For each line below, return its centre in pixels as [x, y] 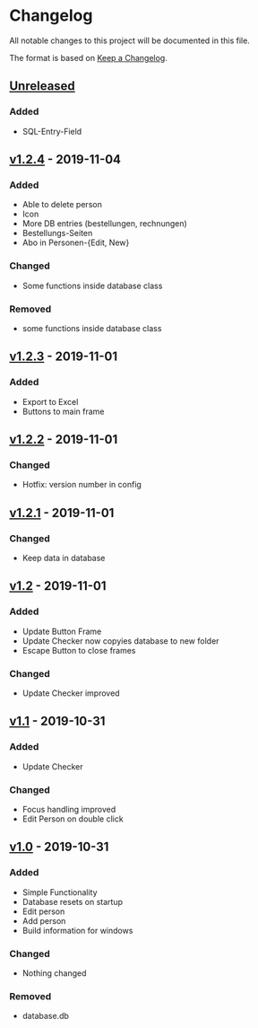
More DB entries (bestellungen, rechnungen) [105, 224]
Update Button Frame [62, 631]
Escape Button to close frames [79, 650]
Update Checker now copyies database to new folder [120, 641]
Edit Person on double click [73, 819]
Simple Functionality [60, 892]
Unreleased [43, 86]
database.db [46, 1016]
